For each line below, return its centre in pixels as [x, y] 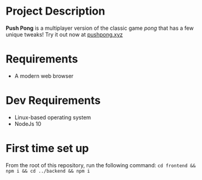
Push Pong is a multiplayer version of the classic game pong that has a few [100, 28]
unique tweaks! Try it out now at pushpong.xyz [64, 34]
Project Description [56, 11]
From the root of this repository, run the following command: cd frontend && [101, 165]
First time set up [47, 148]
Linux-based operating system [53, 117]
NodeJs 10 [28, 123]
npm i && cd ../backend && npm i [48, 171]
